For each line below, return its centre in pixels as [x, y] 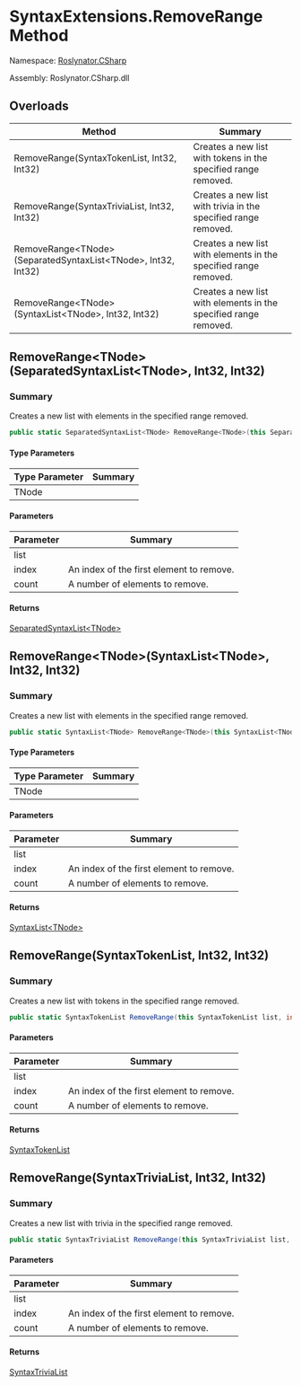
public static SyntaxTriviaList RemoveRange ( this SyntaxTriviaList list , [150, 1240]
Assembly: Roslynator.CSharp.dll [69, 77]
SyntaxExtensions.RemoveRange [136, 17]
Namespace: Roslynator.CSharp [68, 60]
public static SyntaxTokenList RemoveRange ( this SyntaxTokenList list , [146, 1017]
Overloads [39, 106]
